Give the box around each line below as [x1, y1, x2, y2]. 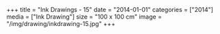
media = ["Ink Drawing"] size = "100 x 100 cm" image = [6, 13, 162, 21]
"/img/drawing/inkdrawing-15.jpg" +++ [6, 20, 115, 27]
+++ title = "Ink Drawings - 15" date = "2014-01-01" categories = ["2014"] [6, 6, 213, 13]
